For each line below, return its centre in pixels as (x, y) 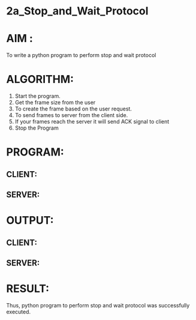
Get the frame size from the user (55, 103)
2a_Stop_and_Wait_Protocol (77, 11)
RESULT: (28, 289)
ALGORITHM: (40, 80)
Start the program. (38, 96)
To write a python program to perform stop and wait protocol (81, 55)
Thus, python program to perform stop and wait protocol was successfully (98, 305)
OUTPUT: (30, 221)
